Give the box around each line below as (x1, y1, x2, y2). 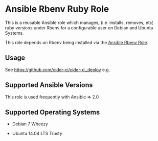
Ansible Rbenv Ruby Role (5, 3, 109, 15)
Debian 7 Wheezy (12, 121, 48, 127)
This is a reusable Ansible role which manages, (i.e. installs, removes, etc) (5, 20, 154, 25)
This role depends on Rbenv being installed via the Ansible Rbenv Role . (5, 39, 148, 45)
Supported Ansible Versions (5, 81, 93, 89)
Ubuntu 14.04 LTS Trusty (12, 131, 63, 137)
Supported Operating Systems (5, 108, 100, 116)
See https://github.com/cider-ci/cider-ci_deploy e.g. (5, 67, 110, 72)
